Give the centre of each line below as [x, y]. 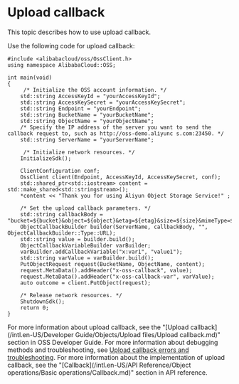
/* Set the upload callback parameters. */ [86, 208]
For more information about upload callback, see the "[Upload [98, 327]
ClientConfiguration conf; [60, 171]
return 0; [35, 308]
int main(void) [30, 78]
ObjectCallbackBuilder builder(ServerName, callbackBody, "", [114, 227]
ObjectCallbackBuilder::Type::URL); [62, 233]
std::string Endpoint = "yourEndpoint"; [81, 108]
